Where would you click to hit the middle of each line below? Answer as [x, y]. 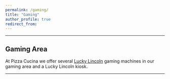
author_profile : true [28, 19]
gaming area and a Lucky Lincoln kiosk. [47, 66]
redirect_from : [21, 24]
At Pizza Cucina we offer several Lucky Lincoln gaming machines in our [80, 61]
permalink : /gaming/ [27, 10]
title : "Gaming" [22, 15]
